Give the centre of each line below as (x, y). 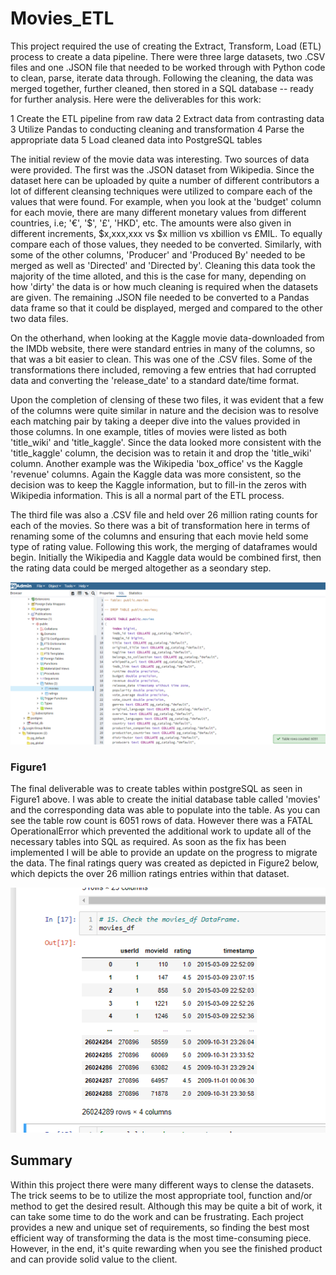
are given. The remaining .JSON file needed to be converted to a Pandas (160, 297)
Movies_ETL (62, 18)
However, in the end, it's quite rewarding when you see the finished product (166, 1248)
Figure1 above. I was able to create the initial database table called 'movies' (165, 799)
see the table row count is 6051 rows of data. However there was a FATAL (161, 821)
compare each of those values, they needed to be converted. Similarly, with (166, 244)
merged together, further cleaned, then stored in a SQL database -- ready (162, 88)
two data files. (39, 318)
